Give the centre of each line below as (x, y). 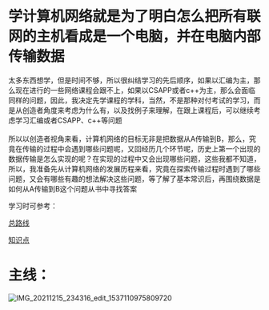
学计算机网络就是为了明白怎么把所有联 (135, 16)
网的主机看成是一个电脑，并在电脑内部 (135, 36)
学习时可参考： (33, 206)
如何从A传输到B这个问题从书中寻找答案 (73, 188)
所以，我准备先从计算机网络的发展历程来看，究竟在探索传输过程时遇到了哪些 (134, 168)
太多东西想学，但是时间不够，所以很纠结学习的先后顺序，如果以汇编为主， (131, 80)
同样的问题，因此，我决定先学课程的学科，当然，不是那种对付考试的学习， (131, 100)
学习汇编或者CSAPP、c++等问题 (68, 120)
